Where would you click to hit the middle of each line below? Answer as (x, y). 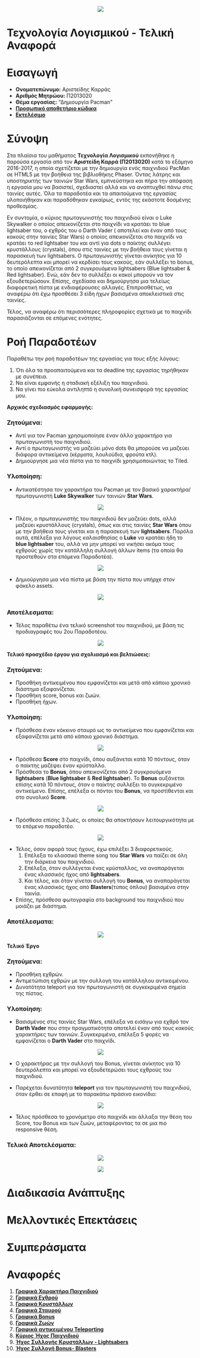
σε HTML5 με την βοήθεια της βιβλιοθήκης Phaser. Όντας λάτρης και (94, 175)
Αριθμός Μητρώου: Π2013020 (54, 96)
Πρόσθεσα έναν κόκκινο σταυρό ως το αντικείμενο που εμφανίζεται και (104, 730)
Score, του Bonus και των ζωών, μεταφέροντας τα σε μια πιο (91, 1123)
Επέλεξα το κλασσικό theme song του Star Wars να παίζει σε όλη (106, 856)
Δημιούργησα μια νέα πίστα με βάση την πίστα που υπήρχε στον (95, 579)
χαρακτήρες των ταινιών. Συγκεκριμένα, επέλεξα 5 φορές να (92, 1035)
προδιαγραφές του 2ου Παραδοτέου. (61, 631)
